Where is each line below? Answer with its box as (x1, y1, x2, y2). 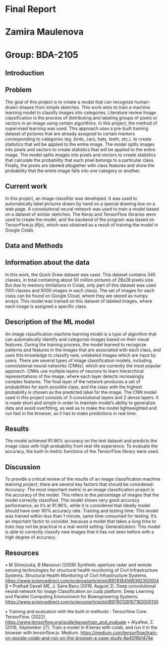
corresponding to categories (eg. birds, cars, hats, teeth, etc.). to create (5, 136, 152, 142)
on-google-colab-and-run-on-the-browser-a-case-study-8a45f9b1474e (5, 635, 154, 641)
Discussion (5, 463, 41, 471)
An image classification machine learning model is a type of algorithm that (5, 331, 157, 337)
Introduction (5, 69, 45, 77)
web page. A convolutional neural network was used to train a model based (5, 206, 160, 212)
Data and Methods (5, 241, 63, 250)
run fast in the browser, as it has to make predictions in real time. (5, 410, 137, 416)
